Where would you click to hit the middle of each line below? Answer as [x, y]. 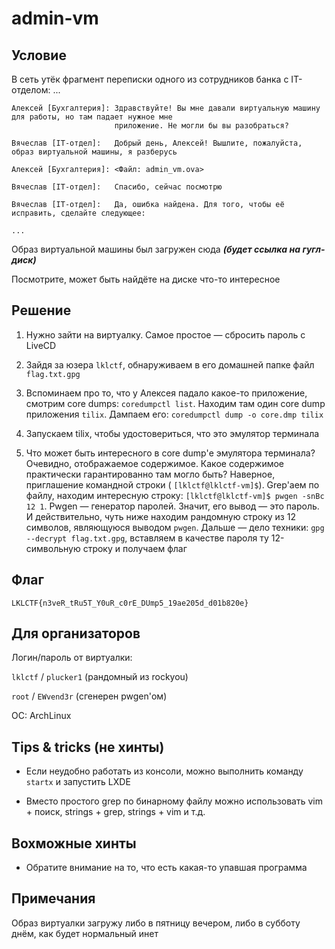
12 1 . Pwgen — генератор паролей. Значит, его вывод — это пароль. [172, 506]
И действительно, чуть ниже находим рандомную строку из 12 [160, 516]
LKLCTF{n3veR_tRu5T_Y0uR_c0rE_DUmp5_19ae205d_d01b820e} [130, 603]
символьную [53, 548]
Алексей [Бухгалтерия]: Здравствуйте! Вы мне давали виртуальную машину [166, 108]
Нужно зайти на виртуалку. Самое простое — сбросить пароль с [165, 334]
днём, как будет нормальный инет [85, 933]
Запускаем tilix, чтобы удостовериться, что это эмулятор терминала [172, 433]
